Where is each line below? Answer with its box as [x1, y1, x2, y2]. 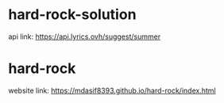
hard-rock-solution [8, 6, 137, 24]
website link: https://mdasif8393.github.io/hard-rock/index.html [8, 86, 216, 95]
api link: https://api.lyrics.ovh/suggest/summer [8, 32, 161, 41]
